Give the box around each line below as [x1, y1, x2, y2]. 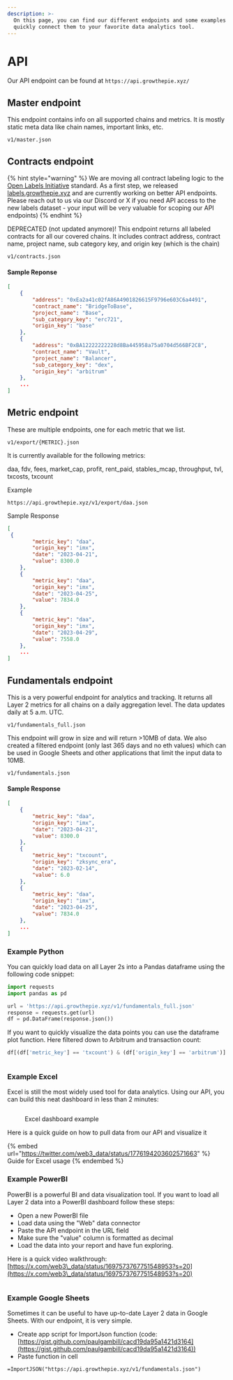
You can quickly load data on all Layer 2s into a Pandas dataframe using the [7, 962, 225, 971]
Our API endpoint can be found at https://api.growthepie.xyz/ [7, 76, 190, 85]
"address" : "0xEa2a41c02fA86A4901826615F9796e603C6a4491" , [32, 296, 208, 303]
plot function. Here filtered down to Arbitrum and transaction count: [7, 1036, 202, 1044]
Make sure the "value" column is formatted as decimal [17, 1233, 174, 1242]
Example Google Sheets [7, 1293, 90, 1302]
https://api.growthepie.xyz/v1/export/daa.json [7, 499, 149, 506]
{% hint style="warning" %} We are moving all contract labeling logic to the [7, 174, 225, 182]
